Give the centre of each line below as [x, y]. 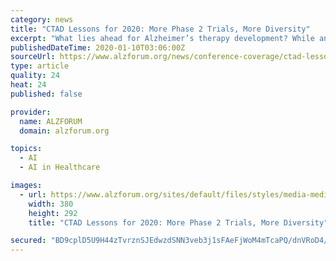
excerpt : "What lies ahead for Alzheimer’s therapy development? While [162, 38]
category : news [42, 19]
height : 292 [53, 213]
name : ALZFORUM [51, 121]
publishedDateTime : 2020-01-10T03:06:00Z [98, 47]
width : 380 [51, 204]
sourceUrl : [33, 57]
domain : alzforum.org [64, 131]
